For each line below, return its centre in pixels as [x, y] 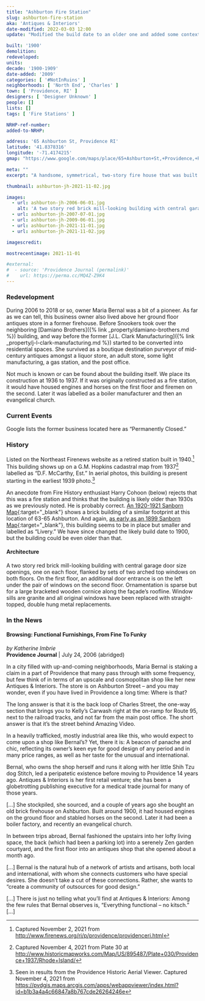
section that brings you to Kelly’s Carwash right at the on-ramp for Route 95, [102, 711]
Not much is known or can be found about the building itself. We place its [98, 374]
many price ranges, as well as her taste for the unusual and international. [98, 755]
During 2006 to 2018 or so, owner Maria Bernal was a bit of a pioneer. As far [102, 310]
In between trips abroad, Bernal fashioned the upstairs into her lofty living [99, 836]
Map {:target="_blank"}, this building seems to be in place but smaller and [99, 525]
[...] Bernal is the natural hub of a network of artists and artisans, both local [101, 867]
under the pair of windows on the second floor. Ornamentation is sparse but [102, 585]
